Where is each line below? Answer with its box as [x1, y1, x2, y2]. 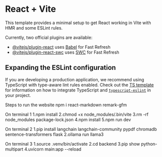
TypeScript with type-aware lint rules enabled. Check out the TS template [5, 82, 154, 88]
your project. [5, 92, 31, 98]
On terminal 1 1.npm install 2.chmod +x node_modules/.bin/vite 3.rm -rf [5, 111, 149, 117]
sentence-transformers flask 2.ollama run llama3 [5, 131, 104, 137]
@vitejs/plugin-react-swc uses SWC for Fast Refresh [12, 49, 119, 55]
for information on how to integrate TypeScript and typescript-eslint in [5, 87, 151, 93]
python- [140, 141, 158, 147]
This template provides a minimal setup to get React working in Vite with [5, 20, 151, 26]
